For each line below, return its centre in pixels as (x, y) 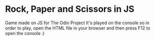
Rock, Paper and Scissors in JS (70, 9)
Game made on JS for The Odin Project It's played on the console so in (77, 23)
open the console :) (25, 33)
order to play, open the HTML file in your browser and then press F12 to (78, 28)
